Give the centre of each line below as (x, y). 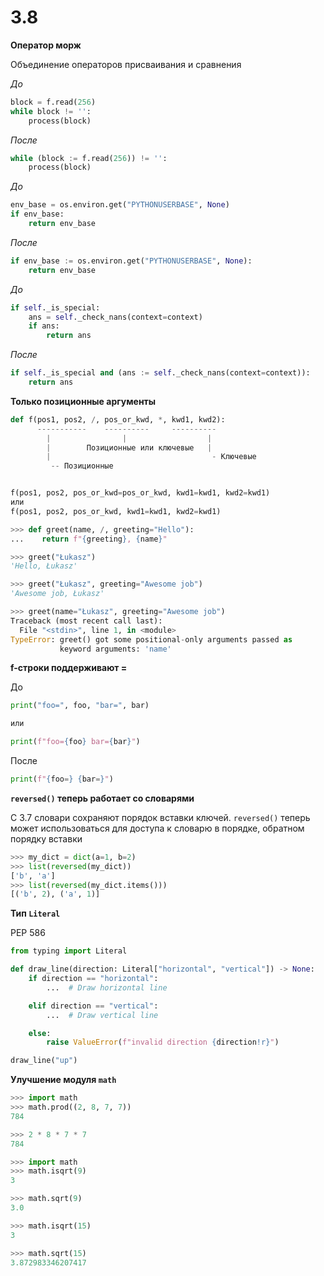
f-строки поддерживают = (69, 668)
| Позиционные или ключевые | (129, 447)
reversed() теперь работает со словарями (102, 798)
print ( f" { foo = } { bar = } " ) (62, 779)
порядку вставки (46, 838)
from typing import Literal (69, 951)
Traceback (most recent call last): (86, 621)
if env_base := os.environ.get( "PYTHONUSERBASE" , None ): (131, 261)
